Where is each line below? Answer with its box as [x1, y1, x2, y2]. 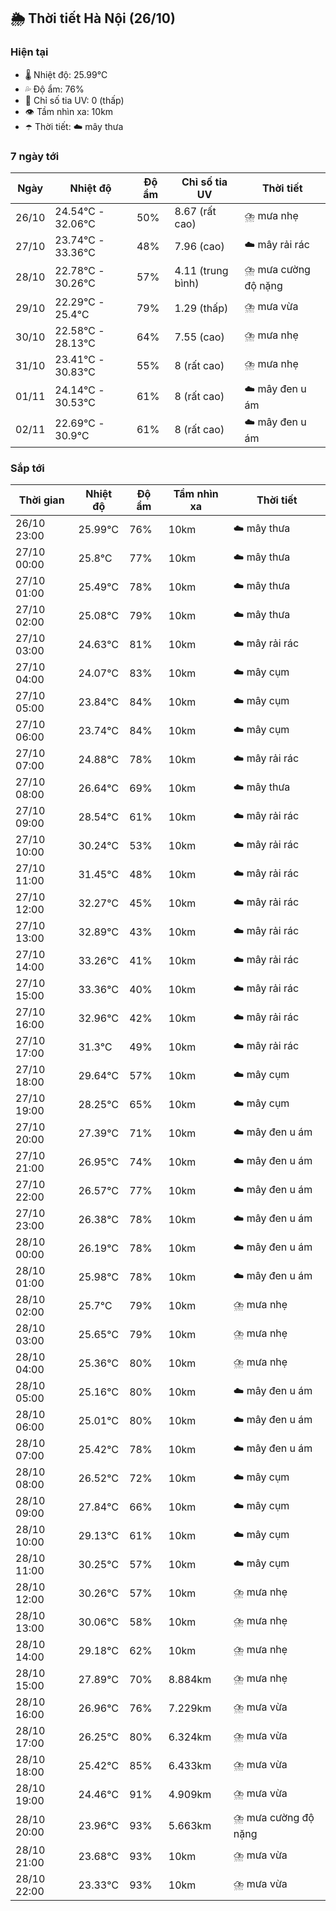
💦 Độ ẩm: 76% [24, 83, 85, 95]
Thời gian [18, 493, 65, 507]
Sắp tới [10, 461, 45, 475]
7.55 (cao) [174, 330, 225, 344]
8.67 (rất [174, 204, 217, 218]
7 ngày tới [10, 149, 60, 163]
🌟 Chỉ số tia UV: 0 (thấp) [24, 94, 125, 106]
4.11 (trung [174, 264, 229, 278]
